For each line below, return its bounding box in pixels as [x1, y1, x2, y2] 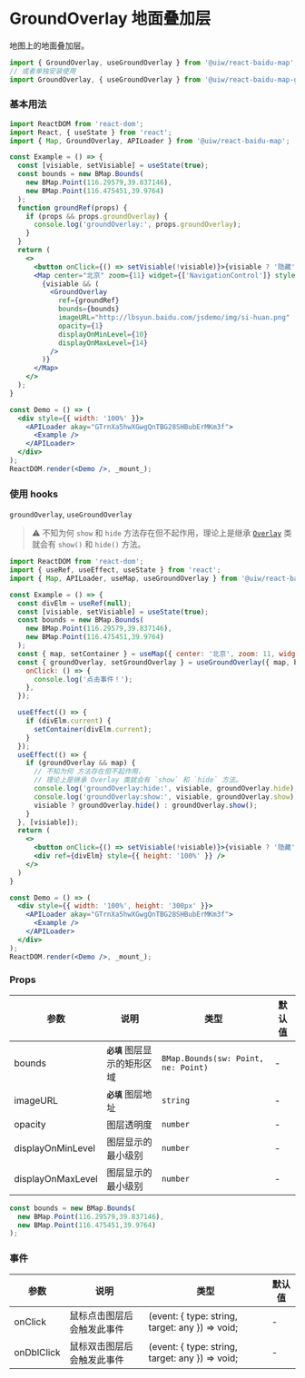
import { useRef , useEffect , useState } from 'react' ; [9, 566, 221, 575]
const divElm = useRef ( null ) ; [17, 598, 132, 608]
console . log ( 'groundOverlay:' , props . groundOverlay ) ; [33, 220, 242, 230]
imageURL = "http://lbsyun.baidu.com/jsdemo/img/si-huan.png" [57, 313, 290, 322]
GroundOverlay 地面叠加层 [9, 8, 212, 29]
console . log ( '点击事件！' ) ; [33, 674, 133, 684]
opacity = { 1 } [57, 321, 103, 330]
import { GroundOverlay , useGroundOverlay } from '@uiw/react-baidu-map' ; [9, 58, 299, 67]
